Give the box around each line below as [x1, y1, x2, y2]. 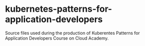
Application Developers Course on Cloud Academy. [5, 35, 109, 41]
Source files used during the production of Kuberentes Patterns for [5, 30, 140, 36]
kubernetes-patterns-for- [5, 3, 112, 15]
